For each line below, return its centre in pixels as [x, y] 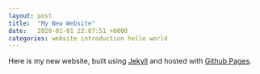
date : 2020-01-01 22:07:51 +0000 [68, 31]
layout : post [30, 16]
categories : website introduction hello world [88, 38]
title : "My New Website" [52, 23]
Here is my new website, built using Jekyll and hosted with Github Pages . [130, 61]
